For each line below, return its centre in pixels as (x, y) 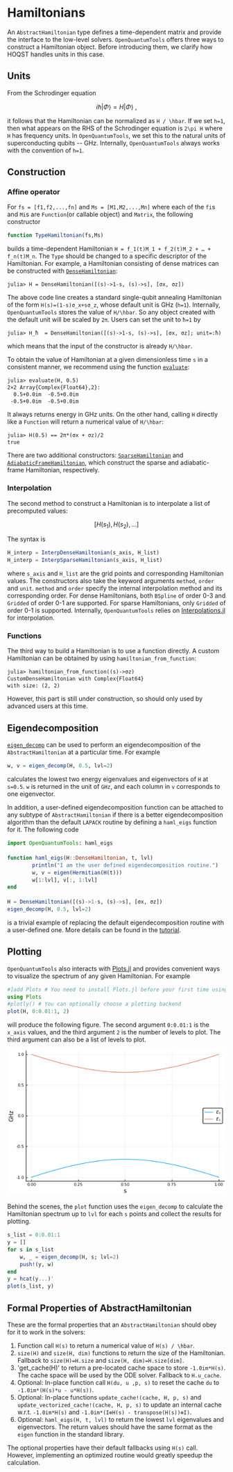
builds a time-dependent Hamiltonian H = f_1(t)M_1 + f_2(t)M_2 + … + (109, 249)
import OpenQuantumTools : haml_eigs (60, 843)
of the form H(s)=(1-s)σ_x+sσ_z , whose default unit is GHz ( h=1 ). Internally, (114, 305)
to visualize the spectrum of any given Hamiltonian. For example (99, 976)
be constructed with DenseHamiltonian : (62, 271)
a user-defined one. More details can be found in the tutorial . (94, 929)
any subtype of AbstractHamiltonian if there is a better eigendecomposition (115, 815)
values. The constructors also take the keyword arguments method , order (111, 581)
